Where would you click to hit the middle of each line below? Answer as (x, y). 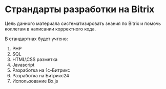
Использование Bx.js (35, 81)
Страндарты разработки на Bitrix (80, 9)
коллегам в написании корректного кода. (50, 28)
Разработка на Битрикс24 (41, 75)
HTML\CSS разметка (35, 59)
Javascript (23, 65)
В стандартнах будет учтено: (36, 39)
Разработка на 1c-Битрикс (41, 70)
